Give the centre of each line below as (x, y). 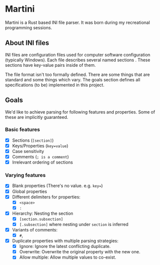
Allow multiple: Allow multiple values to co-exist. (68, 257)
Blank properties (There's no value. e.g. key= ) (57, 186)
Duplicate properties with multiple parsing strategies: (65, 241)
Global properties (29, 191)
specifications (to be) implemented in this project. (55, 85)
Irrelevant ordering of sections (42, 162)
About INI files (27, 43)
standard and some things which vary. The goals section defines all (73, 79)
